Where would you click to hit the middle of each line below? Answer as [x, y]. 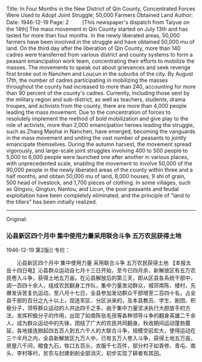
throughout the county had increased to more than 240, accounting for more [101, 86]
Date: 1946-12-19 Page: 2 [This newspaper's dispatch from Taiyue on [98, 22]
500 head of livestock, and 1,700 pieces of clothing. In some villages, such [99, 183]
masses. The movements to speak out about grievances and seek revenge [99, 67]
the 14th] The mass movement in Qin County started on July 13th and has [97, 29]
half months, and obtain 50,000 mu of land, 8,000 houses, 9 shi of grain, [96, 176]
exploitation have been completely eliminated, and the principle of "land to [98, 195]
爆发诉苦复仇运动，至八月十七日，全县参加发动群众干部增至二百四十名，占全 [101, 293]
